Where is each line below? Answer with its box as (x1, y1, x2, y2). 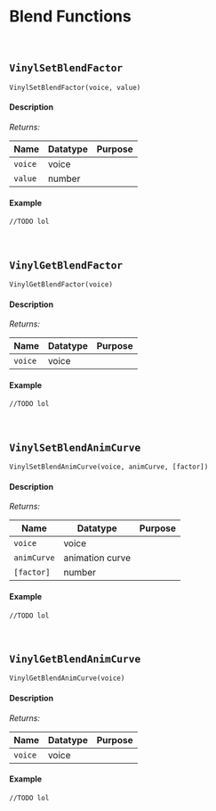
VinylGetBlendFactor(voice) (9, 279, 114, 289)
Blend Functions (9, 6, 132, 27)
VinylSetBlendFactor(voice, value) (9, 83, 141, 92)
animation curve (63, 551, 132, 564)
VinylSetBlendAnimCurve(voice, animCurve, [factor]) (9, 462, 209, 472)
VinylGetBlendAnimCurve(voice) (9, 674, 125, 683)
